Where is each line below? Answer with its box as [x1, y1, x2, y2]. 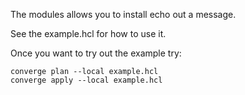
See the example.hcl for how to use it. [10, 28, 167, 39]
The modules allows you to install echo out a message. [10, 9, 237, 20]
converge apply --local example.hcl [10, 75, 163, 85]
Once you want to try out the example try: [10, 47, 182, 59]
